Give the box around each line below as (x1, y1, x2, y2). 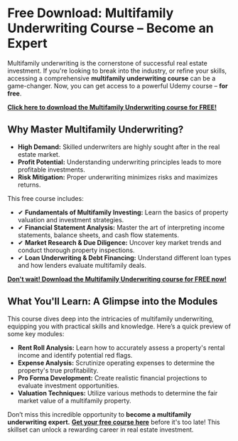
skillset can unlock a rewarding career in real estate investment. (7, 425, 194, 434)
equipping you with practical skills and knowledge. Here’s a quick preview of (7, 322, 231, 331)
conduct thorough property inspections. (17, 246, 135, 254)
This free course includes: (7, 194, 84, 202)
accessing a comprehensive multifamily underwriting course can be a (7, 73, 216, 83)
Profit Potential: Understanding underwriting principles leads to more (17, 157, 222, 166)
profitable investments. (17, 165, 85, 174)
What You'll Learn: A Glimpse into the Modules (7, 296, 218, 308)
